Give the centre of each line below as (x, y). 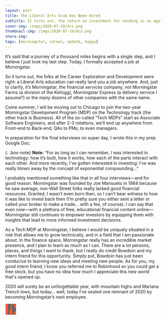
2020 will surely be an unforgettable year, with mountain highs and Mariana (82, 286)
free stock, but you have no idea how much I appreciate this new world (77, 272)
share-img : (16, 37)
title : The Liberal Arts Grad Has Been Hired (53, 16)
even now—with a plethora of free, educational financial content (70, 209)
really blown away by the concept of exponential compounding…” (72, 168)
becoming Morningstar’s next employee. (46, 297)
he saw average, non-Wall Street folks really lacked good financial (72, 188)
